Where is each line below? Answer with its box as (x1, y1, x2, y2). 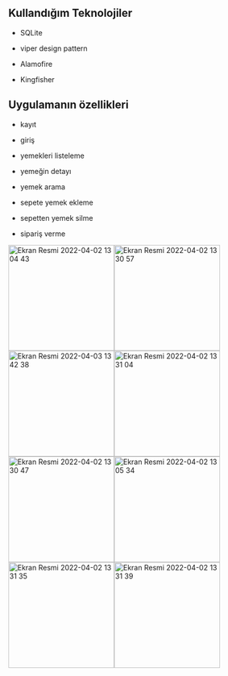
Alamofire (19, 59, 53, 68)
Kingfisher (19, 74, 55, 84)
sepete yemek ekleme (19, 197, 94, 207)
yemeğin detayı (19, 166, 72, 176)
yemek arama (19, 181, 66, 192)
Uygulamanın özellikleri (8, 98, 129, 112)
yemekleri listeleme (19, 151, 85, 160)
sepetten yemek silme (19, 213, 93, 222)
